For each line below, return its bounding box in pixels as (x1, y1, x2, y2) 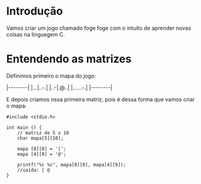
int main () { (6, 124, 43, 131)
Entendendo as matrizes (6, 52, 132, 66)
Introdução (6, 4, 63, 18)
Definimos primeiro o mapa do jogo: (6, 72, 96, 80)
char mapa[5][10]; (17, 135, 64, 141)
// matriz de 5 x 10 (17, 129, 69, 136)
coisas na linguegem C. (6, 30, 65, 38)
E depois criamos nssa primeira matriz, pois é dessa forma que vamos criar (6, 95, 196, 103)
